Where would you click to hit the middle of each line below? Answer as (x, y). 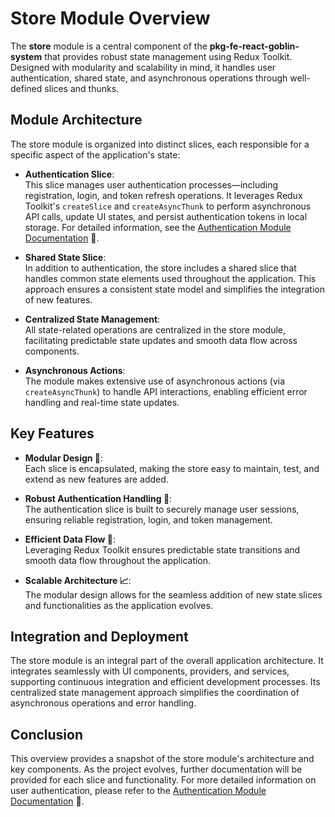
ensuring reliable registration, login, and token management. (148, 519)
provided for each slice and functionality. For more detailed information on (163, 780)
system (26, 56)
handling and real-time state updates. (102, 402)
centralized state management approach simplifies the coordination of (155, 693)
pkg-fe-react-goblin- (254, 46)
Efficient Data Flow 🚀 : (70, 539)
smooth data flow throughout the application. (118, 560)
